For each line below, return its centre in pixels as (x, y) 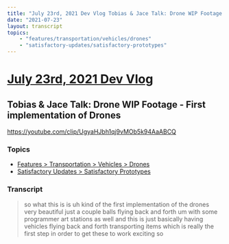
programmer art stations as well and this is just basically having (113, 219)
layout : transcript (35, 26)
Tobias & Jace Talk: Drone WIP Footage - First (106, 105)
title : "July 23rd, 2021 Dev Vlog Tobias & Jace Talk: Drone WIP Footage (115, 13)
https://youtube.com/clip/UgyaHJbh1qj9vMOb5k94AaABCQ (92, 132)
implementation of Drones (64, 115)
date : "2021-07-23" (35, 20)
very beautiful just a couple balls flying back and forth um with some (121, 211)
